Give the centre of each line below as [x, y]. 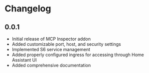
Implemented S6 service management [51, 49]
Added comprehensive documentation [51, 65]
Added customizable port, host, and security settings [66, 44]
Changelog [28, 9]
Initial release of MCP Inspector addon [51, 39]
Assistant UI [24, 60]
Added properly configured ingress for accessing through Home [78, 55]
